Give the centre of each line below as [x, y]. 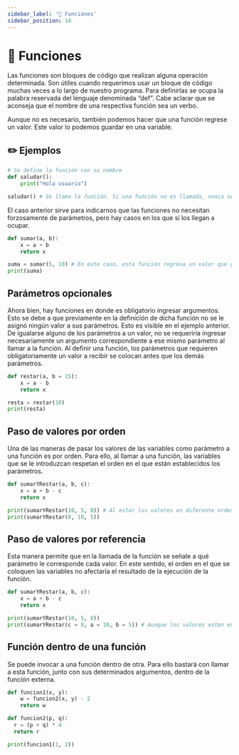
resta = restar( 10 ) [36, 402]
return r [27, 731]
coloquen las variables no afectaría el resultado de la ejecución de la [108, 571]
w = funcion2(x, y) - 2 [55, 699]
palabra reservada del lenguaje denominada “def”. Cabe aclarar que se [111, 98]
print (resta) [27, 409]
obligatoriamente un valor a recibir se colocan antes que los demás [106, 355]
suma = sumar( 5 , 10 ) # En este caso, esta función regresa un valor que [117, 264]
